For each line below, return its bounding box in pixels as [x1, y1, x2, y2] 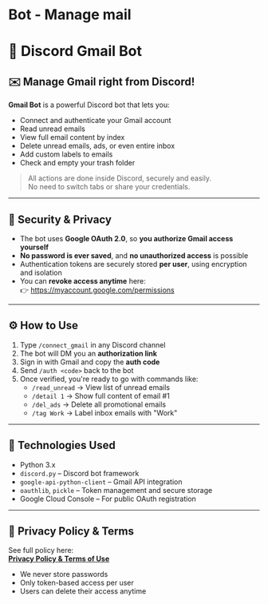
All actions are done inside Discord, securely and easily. [27, 173, 211, 183]
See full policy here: [8, 546, 74, 555]
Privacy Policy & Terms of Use [8, 554, 110, 564]
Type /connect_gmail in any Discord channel [19, 340, 166, 349]
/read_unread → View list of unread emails [31, 382, 171, 392]
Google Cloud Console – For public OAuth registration [19, 494, 197, 503]
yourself [19, 242, 49, 252]
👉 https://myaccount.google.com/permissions [19, 285, 175, 295]
